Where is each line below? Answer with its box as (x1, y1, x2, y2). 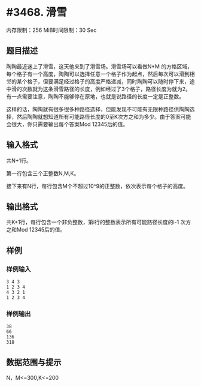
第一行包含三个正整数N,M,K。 (6, 169, 80, 177)
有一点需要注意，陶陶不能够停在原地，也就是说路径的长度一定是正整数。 (6, 92, 184, 100)
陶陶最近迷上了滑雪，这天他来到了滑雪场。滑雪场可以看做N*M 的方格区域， (6, 62, 193, 70)
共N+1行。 (6, 157, 32, 164)
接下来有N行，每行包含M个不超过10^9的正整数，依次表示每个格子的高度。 (6, 182, 188, 190)
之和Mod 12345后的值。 (6, 226, 66, 233)
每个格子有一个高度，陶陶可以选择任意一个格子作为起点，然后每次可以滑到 (6, 70, 190, 77)
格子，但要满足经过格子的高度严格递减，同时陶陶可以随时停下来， (26, 77, 190, 85)
